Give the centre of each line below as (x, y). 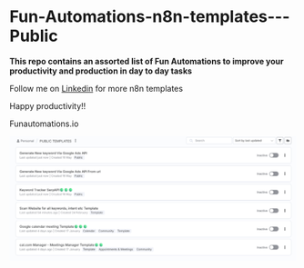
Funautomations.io (44, 124)
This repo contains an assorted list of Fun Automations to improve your (147, 61)
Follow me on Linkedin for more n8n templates (96, 88)
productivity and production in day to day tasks (101, 71)
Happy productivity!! (48, 105)
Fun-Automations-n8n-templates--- (150, 17)
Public (34, 36)
